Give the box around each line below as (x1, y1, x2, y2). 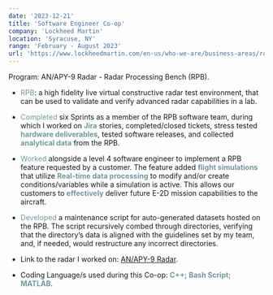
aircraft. (19, 197, 47, 206)
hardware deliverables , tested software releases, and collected (19, 129, 234, 139)
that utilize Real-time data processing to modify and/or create (19, 171, 230, 180)
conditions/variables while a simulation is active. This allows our (19, 180, 235, 189)
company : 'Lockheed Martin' (8, 27, 104, 35)
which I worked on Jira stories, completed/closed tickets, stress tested (19, 121, 258, 130)
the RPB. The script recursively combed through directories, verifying (19, 221, 253, 231)
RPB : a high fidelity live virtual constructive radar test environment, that (19, 88, 259, 98)
